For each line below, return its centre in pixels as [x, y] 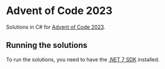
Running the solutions [47, 45]
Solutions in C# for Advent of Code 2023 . [56, 27]
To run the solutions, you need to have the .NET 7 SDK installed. [83, 59]
